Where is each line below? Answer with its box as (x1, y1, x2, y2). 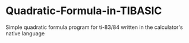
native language (5, 29, 45, 37)
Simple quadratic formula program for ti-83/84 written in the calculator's (5, 24, 183, 31)
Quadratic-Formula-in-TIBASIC (5, 4, 162, 18)
